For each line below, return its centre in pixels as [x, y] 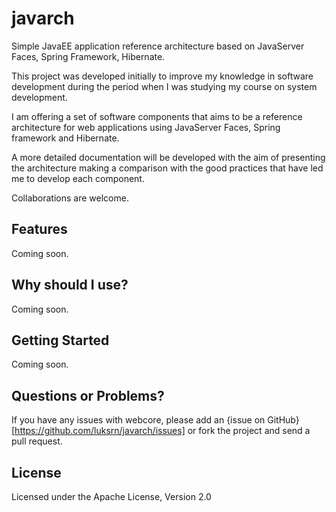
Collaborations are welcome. [70, 198]
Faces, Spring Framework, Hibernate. [88, 56]
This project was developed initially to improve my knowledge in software [162, 76]
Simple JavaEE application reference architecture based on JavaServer [158, 46]
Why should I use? [70, 285]
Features [39, 229]
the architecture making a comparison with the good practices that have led [167, 168]
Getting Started [60, 340]
